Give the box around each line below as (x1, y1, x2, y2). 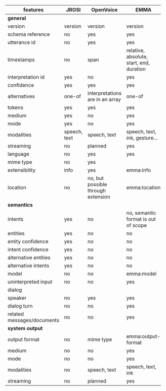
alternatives (7, 93, 35, 100)
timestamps (7, 57, 35, 63)
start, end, (126, 60, 150, 66)
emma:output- (126, 333, 161, 339)
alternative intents (7, 262, 49, 269)
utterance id (7, 39, 36, 46)
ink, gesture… (126, 134, 158, 141)
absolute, (126, 53, 148, 60)
